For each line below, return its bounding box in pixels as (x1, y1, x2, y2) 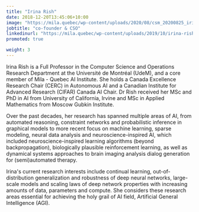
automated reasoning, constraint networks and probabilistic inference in (6, 118, 182, 126)
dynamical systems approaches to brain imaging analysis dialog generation (6, 150, 190, 157)
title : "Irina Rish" (6, 8, 57, 15)
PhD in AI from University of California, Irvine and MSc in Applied (6, 94, 165, 101)
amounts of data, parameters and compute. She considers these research (6, 187, 187, 194)
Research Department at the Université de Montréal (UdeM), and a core (6, 69, 181, 76)
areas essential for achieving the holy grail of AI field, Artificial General (6, 193, 178, 200)
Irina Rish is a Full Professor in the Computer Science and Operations (6, 63, 175, 70)
